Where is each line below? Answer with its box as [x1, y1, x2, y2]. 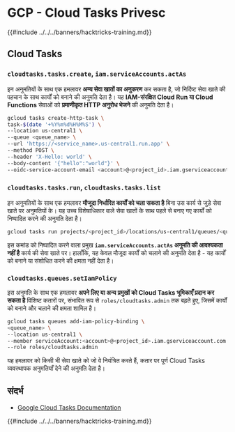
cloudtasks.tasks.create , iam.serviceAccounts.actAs [7, 69, 187, 79]
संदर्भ [7, 385, 24, 396]
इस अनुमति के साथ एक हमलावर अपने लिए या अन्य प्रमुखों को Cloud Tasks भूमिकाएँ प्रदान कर [7, 288, 215, 297]
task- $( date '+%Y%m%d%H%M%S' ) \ [7, 121, 101, 128]
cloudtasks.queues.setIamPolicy [7, 274, 117, 282]
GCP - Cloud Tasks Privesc [7, 5, 166, 21]
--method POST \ [7, 147, 54, 154]
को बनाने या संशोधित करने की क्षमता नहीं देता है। [7, 256, 114, 265]
